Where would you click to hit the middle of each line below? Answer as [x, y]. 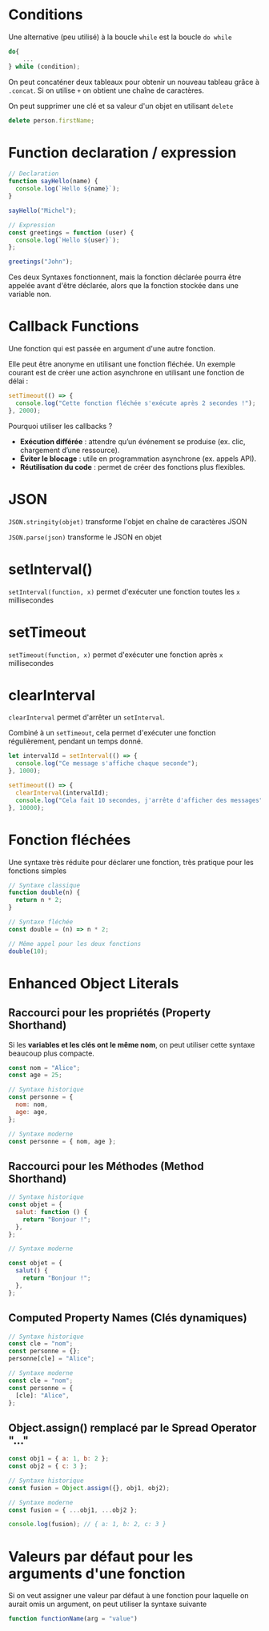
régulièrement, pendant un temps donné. [76, 741]
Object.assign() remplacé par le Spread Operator [132, 1427]
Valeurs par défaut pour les [101, 1556]
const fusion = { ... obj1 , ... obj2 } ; [73, 1510]
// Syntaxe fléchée [41, 922]
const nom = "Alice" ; [44, 1068]
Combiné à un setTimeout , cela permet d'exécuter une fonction [112, 733]
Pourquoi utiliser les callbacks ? [60, 426]
